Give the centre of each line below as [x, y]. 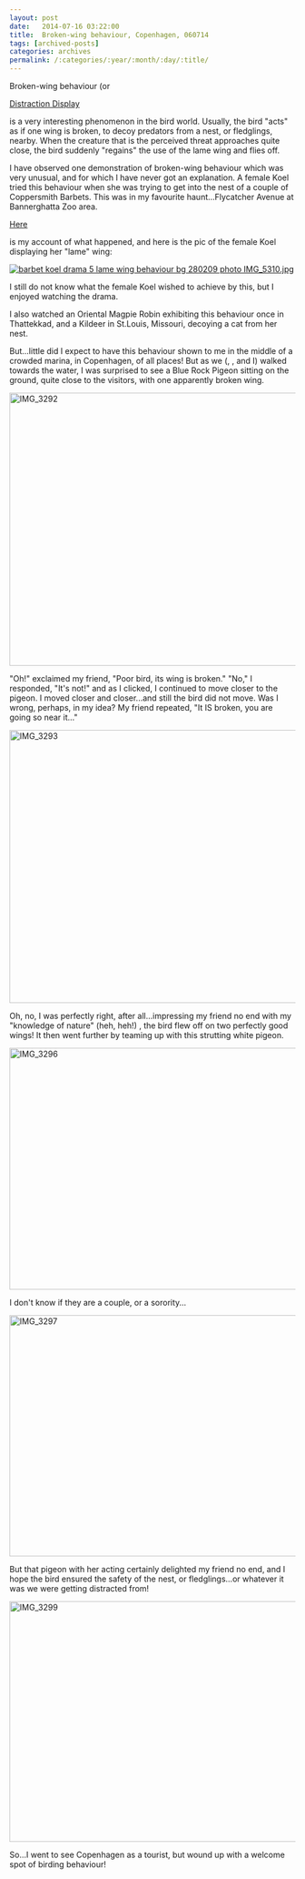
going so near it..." [44, 717]
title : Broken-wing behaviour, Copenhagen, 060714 [109, 35]
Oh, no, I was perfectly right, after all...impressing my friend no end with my [151, 1016]
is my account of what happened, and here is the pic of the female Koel [143, 242]
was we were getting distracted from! [79, 1588]
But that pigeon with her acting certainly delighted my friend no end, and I [148, 1569]
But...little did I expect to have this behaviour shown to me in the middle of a [151, 351]
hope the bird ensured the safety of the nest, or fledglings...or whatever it [147, 1579]
